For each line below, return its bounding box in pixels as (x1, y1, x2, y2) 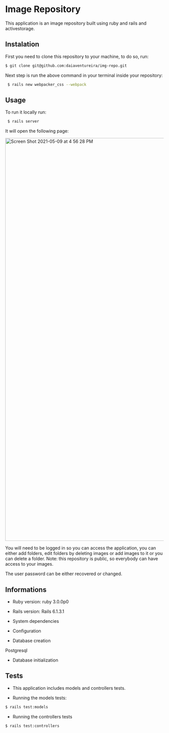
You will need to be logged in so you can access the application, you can (5, 545, 156, 551)
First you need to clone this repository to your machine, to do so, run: (5, 53, 149, 59)
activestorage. (5, 25, 35, 31)
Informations (5, 585, 47, 594)
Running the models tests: (12, 695, 67, 701)
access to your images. (5, 561, 54, 567)
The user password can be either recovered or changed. (5, 571, 122, 577)
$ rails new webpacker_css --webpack (7, 82, 87, 87)
